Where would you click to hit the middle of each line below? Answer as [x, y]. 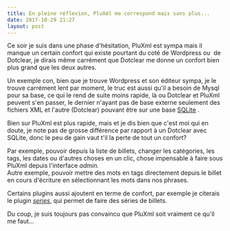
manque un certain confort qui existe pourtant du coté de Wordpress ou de [114, 53]
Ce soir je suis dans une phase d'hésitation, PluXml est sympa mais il [105, 46]
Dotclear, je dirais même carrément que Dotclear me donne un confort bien [113, 60]
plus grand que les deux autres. [52, 68]
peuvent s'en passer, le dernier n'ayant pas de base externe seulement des [114, 103]
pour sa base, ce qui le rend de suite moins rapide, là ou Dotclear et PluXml [114, 95]
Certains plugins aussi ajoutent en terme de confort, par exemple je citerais [113, 193]
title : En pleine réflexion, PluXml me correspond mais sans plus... [109, 13]
